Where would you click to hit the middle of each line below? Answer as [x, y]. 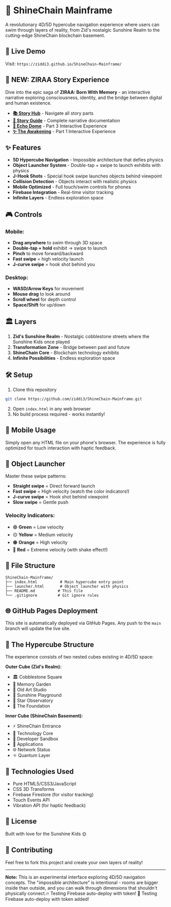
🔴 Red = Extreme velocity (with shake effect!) [60, 549]
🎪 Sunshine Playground [37, 695]
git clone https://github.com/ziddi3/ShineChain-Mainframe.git [74, 399]
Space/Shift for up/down [39, 305]
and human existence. [28, 103]
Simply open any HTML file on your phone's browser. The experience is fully [85, 442]
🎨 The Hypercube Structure [50, 645]
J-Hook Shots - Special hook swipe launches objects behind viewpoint [87, 176]
